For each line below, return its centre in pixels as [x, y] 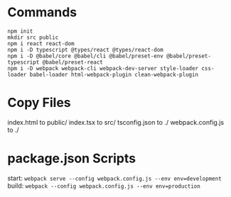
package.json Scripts [72, 158]
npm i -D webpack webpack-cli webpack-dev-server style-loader [103, 68]
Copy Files [39, 103]
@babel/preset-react [72, 62]
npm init [20, 31]
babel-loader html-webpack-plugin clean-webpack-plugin [114, 74]
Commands [42, 12]
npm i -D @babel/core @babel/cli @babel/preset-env [85, 56]
